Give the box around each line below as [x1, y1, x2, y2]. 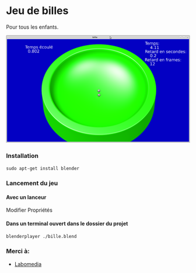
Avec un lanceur [6, 193, 47, 201]
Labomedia [14, 260, 42, 267]
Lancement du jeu [6, 179, 58, 187]
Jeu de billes [6, 4, 69, 18]
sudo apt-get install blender [6, 165, 80, 172]
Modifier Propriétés [6, 206, 52, 214]
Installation [6, 151, 39, 160]
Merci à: [6, 247, 30, 255]
